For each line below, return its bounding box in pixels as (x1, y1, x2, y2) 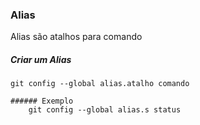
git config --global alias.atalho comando (10, 79, 190, 89)
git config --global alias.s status (28, 105, 182, 115)
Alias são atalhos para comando (10, 31, 143, 43)
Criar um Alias (10, 53, 72, 65)
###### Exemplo (10, 96, 74, 107)
